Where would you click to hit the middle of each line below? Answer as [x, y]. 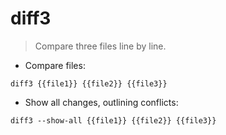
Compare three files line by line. [100, 46]
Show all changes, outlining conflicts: [101, 102]
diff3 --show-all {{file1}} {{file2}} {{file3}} [113, 120]
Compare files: [55, 65]
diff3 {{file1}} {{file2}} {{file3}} [89, 83]
